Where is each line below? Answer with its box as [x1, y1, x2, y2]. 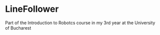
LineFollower [5, 3, 59, 15]
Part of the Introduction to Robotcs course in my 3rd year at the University [5, 20, 156, 26]
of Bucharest [5, 25, 32, 31]
